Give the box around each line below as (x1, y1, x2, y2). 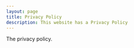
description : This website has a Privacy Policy (6, 19, 128, 25)
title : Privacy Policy (6, 14, 62, 20)
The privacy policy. (6, 36, 53, 43)
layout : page (6, 8, 38, 15)
